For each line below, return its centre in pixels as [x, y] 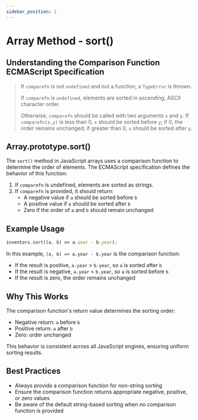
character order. [40, 104]
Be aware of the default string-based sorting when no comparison [95, 404]
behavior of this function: [37, 174]
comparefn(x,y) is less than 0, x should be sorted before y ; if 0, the [102, 121]
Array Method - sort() [60, 41]
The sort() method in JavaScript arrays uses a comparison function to [92, 161]
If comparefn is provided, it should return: [64, 191]
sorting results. [25, 352]
